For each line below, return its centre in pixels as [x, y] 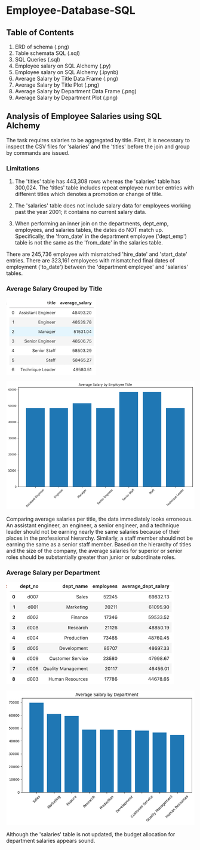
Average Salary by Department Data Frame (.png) [76, 91]
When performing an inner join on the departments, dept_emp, [92, 224]
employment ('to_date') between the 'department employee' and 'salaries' [97, 267]
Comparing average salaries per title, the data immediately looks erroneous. [99, 519]
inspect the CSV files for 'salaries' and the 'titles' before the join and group [98, 146]
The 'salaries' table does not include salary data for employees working [103, 206]
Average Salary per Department [53, 573]
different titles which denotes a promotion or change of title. [89, 194]
